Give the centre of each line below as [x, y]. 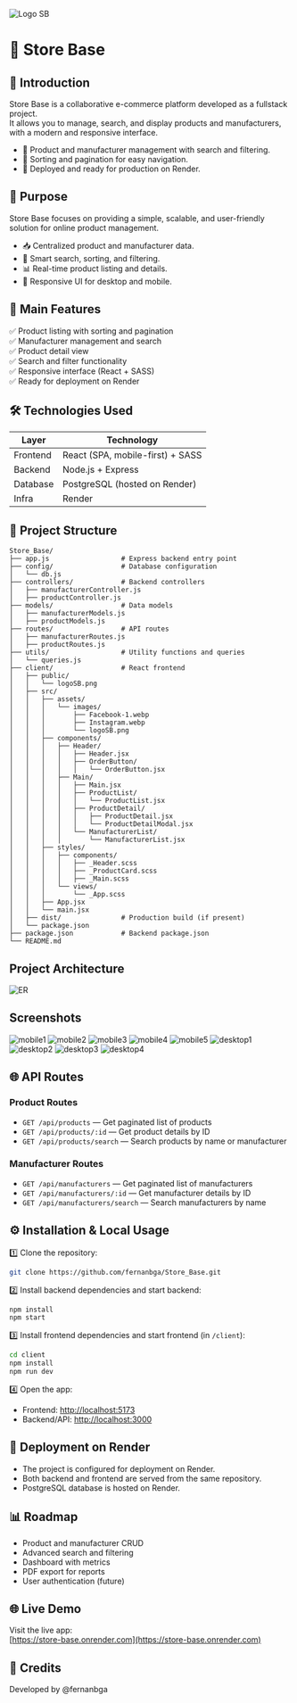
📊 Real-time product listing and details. [95, 269]
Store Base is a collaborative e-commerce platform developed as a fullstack [148, 104]
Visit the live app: [41, 1630]
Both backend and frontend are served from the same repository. [142, 1478]
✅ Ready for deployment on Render [74, 381]
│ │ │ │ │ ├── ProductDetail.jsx [91, 816]
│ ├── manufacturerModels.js [67, 614]
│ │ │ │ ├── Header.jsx [69, 754]
